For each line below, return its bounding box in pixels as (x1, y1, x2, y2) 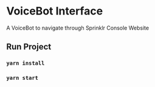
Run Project (6, 42, 52, 52)
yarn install (6, 60, 45, 67)
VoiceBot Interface (6, 4, 103, 18)
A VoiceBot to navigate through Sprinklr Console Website (6, 24, 150, 31)
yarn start (6, 74, 38, 82)
